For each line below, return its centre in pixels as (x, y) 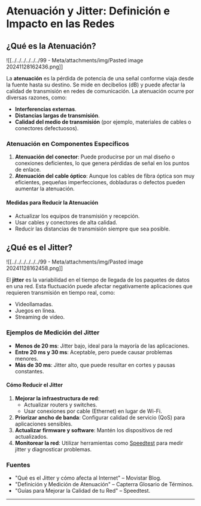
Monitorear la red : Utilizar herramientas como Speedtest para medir (99, 443)
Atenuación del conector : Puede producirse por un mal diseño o (95, 157)
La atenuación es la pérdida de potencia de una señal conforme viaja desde (100, 78)
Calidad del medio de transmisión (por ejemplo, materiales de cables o (103, 122)
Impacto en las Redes (60, 24)
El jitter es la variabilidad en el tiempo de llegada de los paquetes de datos (98, 280)
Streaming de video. (40, 317)
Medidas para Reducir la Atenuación (52, 202)
